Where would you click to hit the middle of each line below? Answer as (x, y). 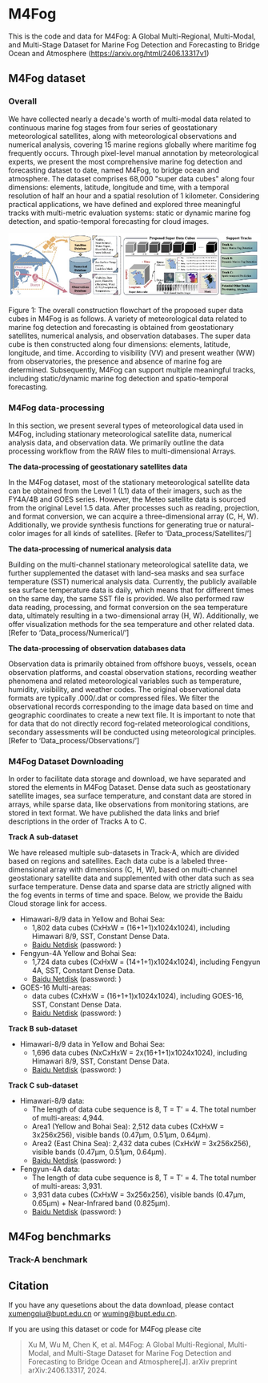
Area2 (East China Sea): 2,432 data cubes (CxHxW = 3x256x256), (141, 1143)
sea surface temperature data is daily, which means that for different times (131, 590)
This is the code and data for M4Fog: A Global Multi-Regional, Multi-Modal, (132, 36)
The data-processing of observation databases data (97, 648)
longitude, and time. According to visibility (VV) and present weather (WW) (132, 353)
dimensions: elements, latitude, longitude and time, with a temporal (119, 187)
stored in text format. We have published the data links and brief (114, 812)
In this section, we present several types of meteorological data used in (126, 425)
